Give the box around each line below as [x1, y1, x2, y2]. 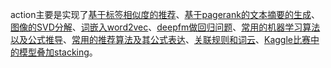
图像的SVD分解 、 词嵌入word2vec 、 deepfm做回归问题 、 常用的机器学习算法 [10, 21, 321, 33]
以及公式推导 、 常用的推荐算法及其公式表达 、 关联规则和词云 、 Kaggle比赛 [10, 34, 311, 45]
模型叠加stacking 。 [18, 46, 98, 58]
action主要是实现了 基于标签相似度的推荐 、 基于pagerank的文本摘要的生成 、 [10, 9, 320, 20]
